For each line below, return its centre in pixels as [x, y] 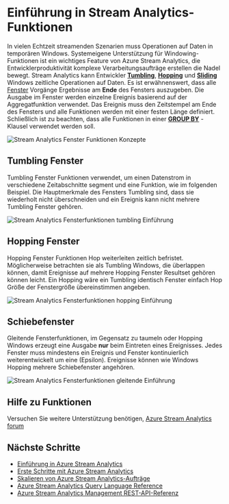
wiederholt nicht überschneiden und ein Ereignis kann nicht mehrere [104, 199]
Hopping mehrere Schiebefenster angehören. [71, 367]
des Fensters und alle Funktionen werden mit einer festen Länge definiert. [111, 112]
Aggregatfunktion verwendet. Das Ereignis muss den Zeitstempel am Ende [112, 104]
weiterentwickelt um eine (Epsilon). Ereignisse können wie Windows [103, 360]
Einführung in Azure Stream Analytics [70, 464]
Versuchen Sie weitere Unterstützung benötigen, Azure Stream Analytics [109, 418]
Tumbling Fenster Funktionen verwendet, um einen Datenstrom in [99, 177]
